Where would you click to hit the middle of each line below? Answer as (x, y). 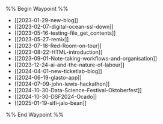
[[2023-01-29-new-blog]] (46, 20)
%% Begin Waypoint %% (37, 9)
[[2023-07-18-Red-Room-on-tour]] (58, 46)
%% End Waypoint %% (35, 114)
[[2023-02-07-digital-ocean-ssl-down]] (64, 27)
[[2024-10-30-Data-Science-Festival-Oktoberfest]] (78, 90)
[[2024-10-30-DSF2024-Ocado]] (56, 96)
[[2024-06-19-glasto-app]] (48, 78)
